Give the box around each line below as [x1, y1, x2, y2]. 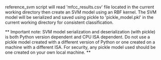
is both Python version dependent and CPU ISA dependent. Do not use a [5, 34, 150, 40]
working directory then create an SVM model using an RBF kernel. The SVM [5, 9, 157, 15]
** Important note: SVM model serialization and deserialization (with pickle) [5, 29, 156, 34]
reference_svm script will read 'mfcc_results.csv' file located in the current [5, 4, 154, 10]
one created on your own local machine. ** [5, 49, 91, 55]
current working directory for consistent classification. [5, 19, 114, 25]
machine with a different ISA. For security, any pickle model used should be [5, 45, 156, 50]
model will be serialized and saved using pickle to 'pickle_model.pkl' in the [5, 15, 154, 20]
